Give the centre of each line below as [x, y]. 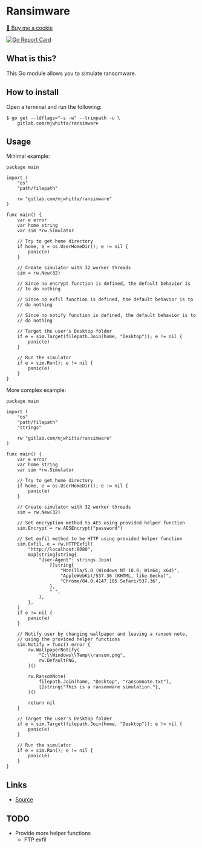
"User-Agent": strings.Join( [75, 560]
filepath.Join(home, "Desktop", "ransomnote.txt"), [105, 682]
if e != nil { [35, 613]
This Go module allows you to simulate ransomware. [71, 73]
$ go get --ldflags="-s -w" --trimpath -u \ [63, 118]
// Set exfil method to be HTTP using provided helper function [100, 539]
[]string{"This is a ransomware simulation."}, [100, 687]
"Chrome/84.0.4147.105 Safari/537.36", [111, 581]
